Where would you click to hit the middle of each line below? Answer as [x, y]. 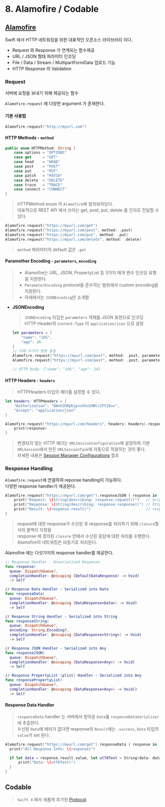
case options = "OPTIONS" [41, 153]
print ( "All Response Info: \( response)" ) [53, 749]
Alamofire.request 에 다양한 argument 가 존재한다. [55, 104]
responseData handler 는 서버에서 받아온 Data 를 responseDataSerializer [88, 716]
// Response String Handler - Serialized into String [61, 616]
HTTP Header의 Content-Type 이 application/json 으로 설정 [84, 323]
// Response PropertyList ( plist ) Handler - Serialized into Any [73, 676]
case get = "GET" [36, 157]
